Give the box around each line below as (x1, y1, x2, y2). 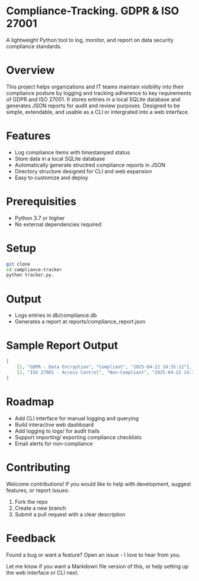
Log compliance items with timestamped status (14, 148, 130, 155)
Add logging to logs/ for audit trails (14, 427, 100, 434)
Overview (6, 64, 55, 77)
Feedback (6, 531, 56, 545)
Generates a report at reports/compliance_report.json (14, 318, 146, 325)
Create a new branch (14, 504, 66, 512)
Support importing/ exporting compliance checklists (14, 433, 142, 440)
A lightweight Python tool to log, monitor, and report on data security (6, 36, 174, 43)
